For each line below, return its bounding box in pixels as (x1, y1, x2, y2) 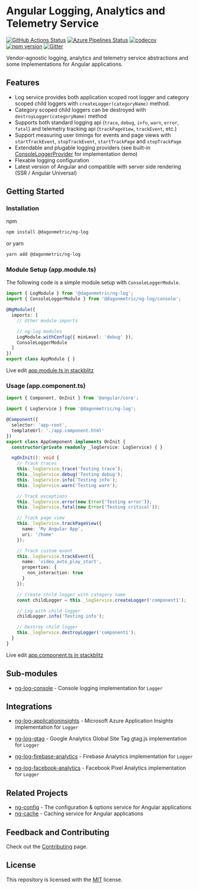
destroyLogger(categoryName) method (14, 112, 107, 119)
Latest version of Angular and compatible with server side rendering (14, 163, 182, 170)
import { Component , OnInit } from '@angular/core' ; (6, 395, 139, 401)
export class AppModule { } (6, 356, 76, 362)
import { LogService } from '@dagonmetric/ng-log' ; (6, 406, 136, 412)
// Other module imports (17, 318, 78, 324)
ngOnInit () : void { (11, 455, 60, 461)
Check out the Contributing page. (6, 843, 88, 850)
